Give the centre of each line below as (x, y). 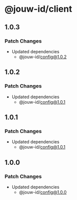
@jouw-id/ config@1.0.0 (43, 192)
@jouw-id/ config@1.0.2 (43, 57)
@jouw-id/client (38, 9)
